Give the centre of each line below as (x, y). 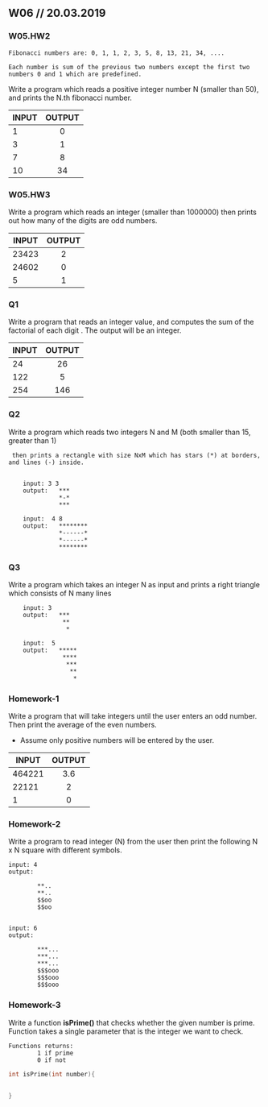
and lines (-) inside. (46, 462)
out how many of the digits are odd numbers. (83, 220)
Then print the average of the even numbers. (82, 725)
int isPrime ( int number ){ (52, 1074)
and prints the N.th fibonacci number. (70, 97)
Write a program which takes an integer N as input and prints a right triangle (134, 584)
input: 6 (23, 929)
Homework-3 (35, 1005)
